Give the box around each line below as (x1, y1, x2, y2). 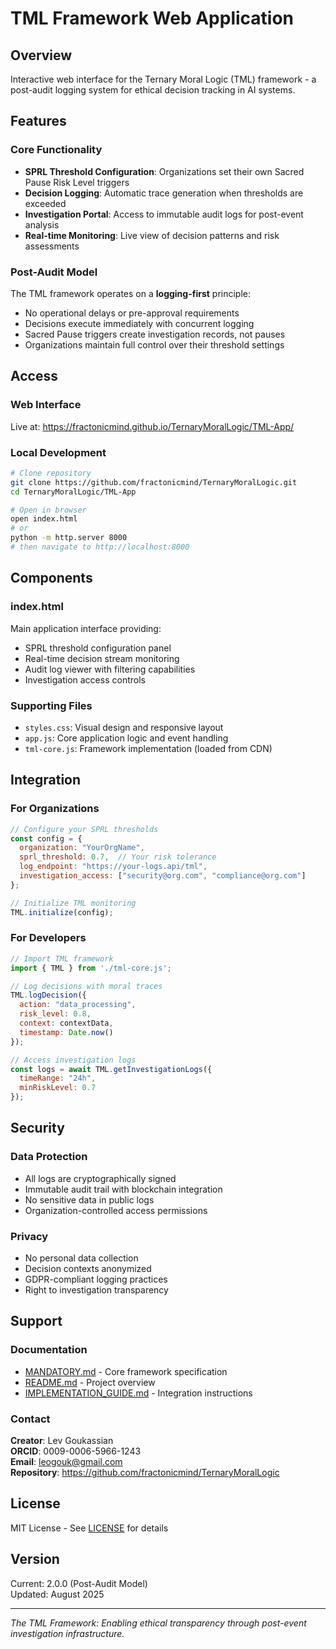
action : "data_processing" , (19, 1000, 137, 1010)
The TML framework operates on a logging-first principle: (10, 287, 252, 299)
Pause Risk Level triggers (24, 176, 130, 188)
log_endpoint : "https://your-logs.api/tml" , (19, 862, 208, 872)
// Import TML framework (10, 953, 114, 964)
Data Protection (10, 1150, 88, 1164)
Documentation (10, 1343, 88, 1357)
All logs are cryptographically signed (24, 1172, 177, 1184)
